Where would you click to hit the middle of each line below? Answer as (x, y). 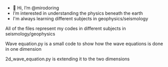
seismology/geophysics (30, 34)
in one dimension (24, 49)
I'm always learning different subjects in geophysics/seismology (80, 19)
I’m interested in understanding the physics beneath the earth (78, 13)
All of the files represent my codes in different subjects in (66, 28)
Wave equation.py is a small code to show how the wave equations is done (84, 44)
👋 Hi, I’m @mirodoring (36, 8)
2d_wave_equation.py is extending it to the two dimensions (67, 59)
